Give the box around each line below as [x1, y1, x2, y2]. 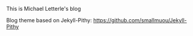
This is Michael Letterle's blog [6, 5, 81, 12]
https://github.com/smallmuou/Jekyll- [93, 17, 188, 23]
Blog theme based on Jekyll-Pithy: [6, 17, 92, 23]
